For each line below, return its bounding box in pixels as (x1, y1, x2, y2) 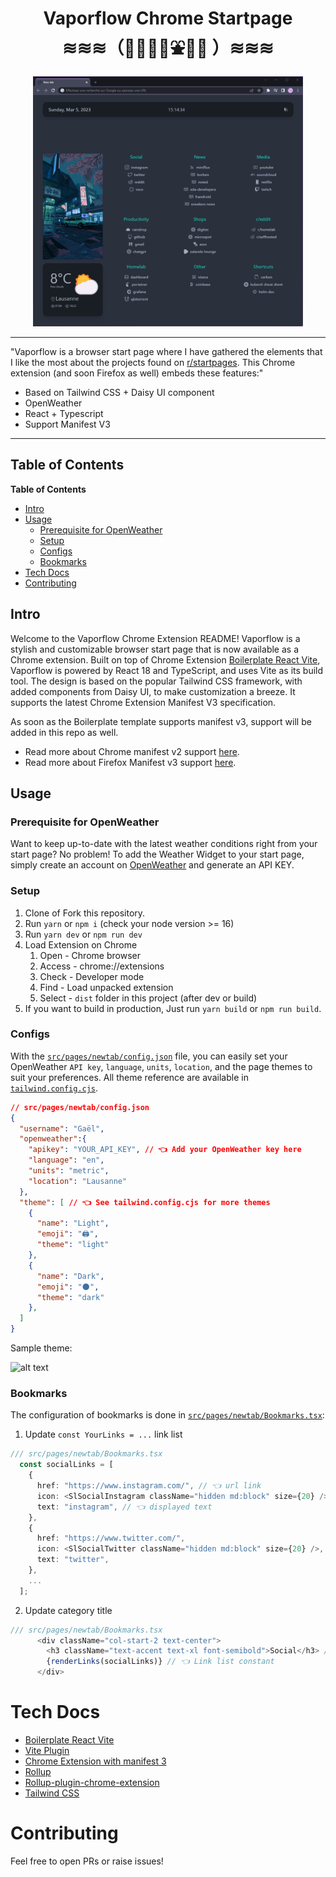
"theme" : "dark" (36, 1292, 105, 1302)
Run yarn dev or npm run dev (24, 928, 143, 940)
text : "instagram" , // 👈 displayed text (36, 1502, 213, 1512)
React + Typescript (24, 407, 104, 419)
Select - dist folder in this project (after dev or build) (39, 992, 258, 1004)
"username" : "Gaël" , (19, 1123, 105, 1134)
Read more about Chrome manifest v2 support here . (24, 745, 240, 757)
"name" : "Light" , (36, 1218, 110, 1229)
